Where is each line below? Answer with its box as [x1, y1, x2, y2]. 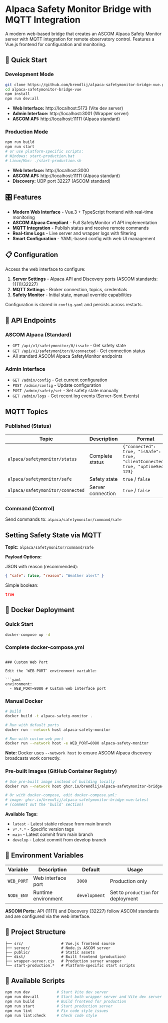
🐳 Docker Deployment [5, 606, 75, 614]
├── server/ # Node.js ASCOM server [5, 945, 111, 950]
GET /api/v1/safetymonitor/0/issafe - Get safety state [12, 343, 126, 349]
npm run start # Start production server [5, 1004, 113, 1009]
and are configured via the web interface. [5, 913, 91, 919]
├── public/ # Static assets [5, 949, 95, 955]
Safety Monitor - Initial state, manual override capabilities [12, 292, 132, 298]
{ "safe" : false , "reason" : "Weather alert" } [5, 573, 104, 578]
